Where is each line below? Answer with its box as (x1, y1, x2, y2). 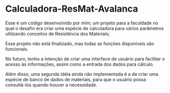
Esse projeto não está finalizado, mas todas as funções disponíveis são (5, 40, 155, 46)
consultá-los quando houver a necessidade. (5, 82, 97, 88)
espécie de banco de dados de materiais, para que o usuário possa (5, 76, 146, 82)
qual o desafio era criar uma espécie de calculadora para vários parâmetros (5, 25, 164, 31)
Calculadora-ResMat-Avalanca (5, 3, 139, 15)
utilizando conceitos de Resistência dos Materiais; (5, 30, 110, 37)
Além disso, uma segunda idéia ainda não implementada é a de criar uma (5, 71, 158, 77)
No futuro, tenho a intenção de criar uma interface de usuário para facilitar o (5, 55, 165, 61)
